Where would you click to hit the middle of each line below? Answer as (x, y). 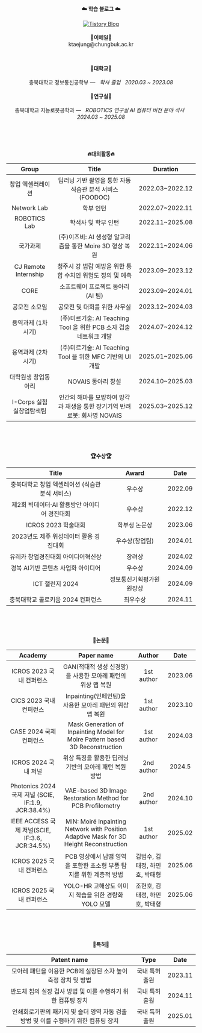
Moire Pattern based (96, 739)
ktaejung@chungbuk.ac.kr (101, 44)
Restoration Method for (96, 798)
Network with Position (96, 829)
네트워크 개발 (95, 336)
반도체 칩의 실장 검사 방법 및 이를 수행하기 (66, 991)
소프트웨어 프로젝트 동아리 (95, 287)
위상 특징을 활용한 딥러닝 (96, 758)
